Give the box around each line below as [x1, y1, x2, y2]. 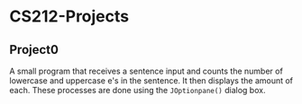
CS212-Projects [9, 6, 129, 27]
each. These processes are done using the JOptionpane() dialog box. [9, 85, 266, 95]
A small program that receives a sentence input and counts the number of [9, 65, 284, 76]
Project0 [9, 42, 59, 57]
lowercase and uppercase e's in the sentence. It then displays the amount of [9, 75, 294, 86]
